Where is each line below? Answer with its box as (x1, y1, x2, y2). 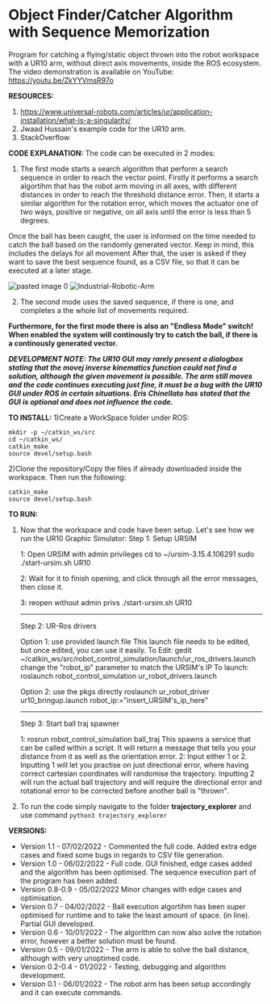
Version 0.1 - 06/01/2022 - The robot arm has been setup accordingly (19, 979, 252, 989)
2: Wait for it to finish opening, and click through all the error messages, (19, 573, 259, 583)
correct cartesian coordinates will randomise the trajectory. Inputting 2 (19, 769, 255, 778)
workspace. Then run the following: (8, 472, 127, 482)
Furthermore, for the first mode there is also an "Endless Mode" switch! (8, 321, 254, 331)
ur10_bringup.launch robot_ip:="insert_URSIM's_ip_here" (19, 695, 208, 705)
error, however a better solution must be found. (19, 936, 177, 946)
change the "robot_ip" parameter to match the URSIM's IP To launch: (19, 662, 249, 672)
